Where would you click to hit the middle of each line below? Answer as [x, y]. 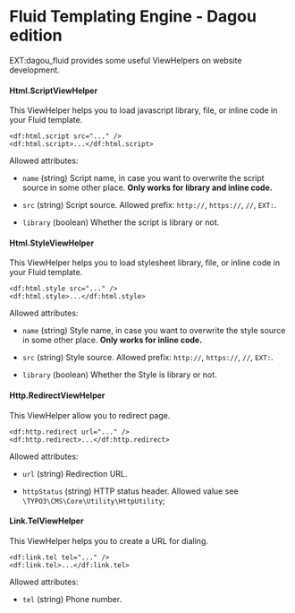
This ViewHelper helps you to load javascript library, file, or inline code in [143, 110]
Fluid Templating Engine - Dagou [133, 17]
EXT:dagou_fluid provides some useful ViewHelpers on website [126, 60]
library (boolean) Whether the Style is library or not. [119, 375]
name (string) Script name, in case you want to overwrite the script [143, 178]
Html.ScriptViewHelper [54, 91]
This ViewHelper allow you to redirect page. [90, 415]
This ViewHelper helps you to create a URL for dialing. [109, 540]
